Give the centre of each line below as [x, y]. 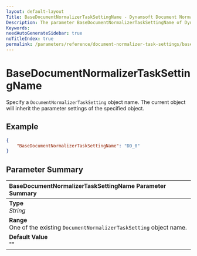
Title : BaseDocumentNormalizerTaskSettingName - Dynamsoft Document [91, 17]
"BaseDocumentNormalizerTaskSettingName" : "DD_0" [79, 146]
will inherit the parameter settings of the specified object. [75, 108]
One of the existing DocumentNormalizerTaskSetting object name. [98, 228]
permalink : [19, 45]
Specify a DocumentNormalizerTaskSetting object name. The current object [96, 102]
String [17, 211]
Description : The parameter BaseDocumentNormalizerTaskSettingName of [94, 22]
